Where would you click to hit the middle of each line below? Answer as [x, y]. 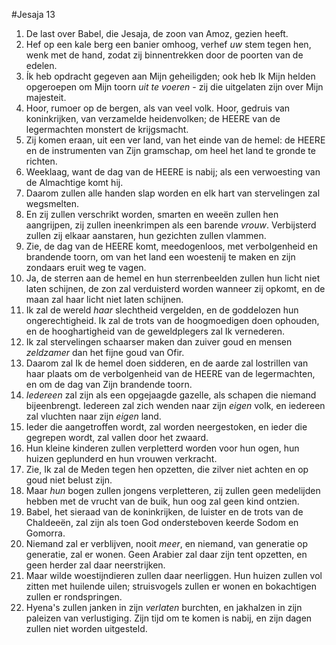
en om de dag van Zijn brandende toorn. [109, 384]
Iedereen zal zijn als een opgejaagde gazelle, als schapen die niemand [171, 395]
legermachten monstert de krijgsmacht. [107, 129]
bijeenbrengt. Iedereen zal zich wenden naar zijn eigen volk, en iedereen [175, 405]
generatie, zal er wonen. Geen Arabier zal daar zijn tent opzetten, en [166, 554]
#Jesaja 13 [33, 14]
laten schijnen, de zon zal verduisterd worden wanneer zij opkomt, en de [175, 288]
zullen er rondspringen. [74, 597]
